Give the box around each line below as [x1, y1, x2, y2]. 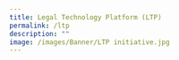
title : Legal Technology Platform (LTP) [9, 12, 163, 22]
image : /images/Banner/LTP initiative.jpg [9, 37, 170, 47]
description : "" [9, 29, 70, 38]
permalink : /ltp [9, 21, 70, 30]
